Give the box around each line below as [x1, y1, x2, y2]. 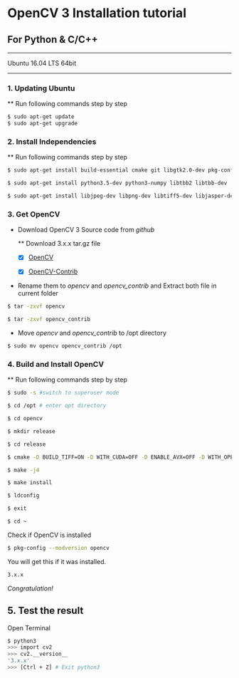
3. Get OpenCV [7, 209, 60, 219]
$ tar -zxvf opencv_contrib [7, 315, 91, 323]
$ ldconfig [7, 492, 40, 499]
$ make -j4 [7, 466, 40, 474]
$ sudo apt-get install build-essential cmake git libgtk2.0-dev [7, 167, 205, 174]
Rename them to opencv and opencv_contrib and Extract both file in [17, 281, 217, 290]
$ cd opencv [7, 415, 43, 422]
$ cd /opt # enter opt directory [7, 402, 107, 410]
